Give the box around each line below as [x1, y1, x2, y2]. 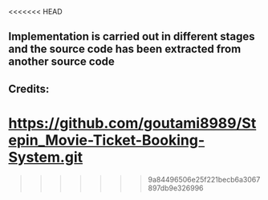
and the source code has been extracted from [8, 42, 242, 56]
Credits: [8, 82, 50, 95]
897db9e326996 [148, 183, 204, 193]
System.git [8, 148, 83, 166]
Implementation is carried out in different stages [8, 30, 255, 43]
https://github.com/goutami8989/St [8, 114, 257, 132]
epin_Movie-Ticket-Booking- [8, 131, 205, 149]
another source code [8, 55, 115, 69]
